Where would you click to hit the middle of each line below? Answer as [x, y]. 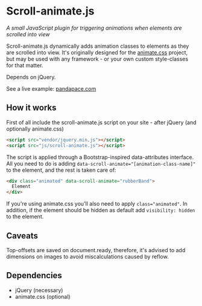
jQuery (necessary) [39, 290]
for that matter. [25, 65]
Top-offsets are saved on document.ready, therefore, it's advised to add [96, 250]
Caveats [22, 236]
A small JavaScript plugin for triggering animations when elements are [94, 28]
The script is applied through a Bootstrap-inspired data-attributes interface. [100, 157]
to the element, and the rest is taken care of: [61, 170]
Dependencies [34, 275]
